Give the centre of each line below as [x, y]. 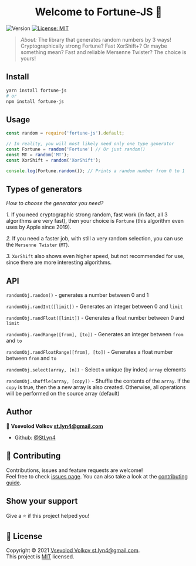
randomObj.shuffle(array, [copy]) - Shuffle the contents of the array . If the [98, 381]
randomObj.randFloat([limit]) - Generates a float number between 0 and [95, 318]
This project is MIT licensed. [40, 557]
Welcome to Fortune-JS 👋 [99, 12]
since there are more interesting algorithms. [59, 262]
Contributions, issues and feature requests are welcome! [75, 470]
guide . [14, 483]
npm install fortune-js [35, 101]
